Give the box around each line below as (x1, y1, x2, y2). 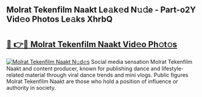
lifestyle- (161, 65, 184, 72)
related (6, 72, 24, 78)
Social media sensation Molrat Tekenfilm (91, 58, 193, 65)
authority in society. (6, 84, 56, 91)
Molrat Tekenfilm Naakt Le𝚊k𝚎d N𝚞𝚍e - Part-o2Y (6, 5, 197, 15)
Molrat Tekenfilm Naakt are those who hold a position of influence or (6, 78, 178, 85)
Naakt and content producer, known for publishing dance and (6, 65, 161, 72)
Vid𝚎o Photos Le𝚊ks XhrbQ (6, 14, 113, 25)
